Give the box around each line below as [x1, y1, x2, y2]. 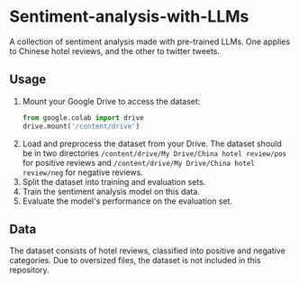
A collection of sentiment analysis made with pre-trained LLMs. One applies [9, 36, 291, 47]
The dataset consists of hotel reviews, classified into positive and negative [9, 245, 285, 256]
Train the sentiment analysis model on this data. [22, 186, 201, 197]
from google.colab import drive [22, 113, 144, 123]
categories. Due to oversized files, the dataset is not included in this [9, 255, 261, 266]
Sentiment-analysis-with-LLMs [9, 6, 249, 27]
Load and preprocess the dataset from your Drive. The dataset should [22, 138, 282, 149]
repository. [9, 264, 50, 276]
